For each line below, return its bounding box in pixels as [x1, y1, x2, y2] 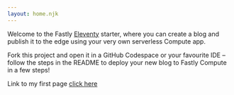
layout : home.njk [7, 10, 59, 18]
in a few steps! [7, 65, 50, 74]
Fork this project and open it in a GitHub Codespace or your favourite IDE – [7, 51, 225, 59]
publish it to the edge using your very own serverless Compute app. [7, 37, 206, 46]
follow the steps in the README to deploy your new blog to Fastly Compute [7, 58, 227, 67]
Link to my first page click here [7, 79, 98, 88]
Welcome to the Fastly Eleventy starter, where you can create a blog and [7, 30, 220, 38]
